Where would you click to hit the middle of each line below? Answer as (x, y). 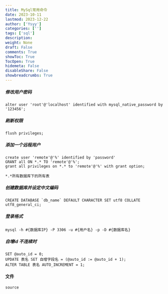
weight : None (19, 43)
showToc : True (20, 57)
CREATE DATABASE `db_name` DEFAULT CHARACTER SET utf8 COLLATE (73, 200)
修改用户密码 (18, 92)
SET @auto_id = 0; (24, 254)
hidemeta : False (22, 66)
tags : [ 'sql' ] (20, 33)
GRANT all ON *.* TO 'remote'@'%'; (43, 162)
